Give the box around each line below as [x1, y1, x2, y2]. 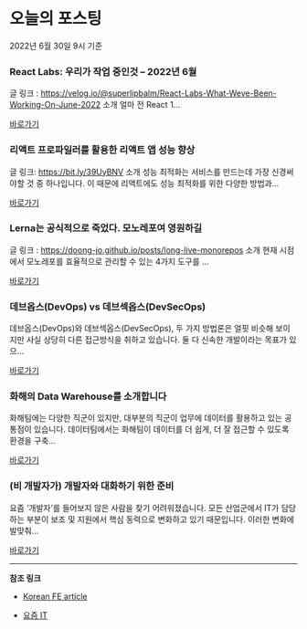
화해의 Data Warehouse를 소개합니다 [9, 390, 167, 403]
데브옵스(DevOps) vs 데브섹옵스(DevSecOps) [9, 300, 206, 313]
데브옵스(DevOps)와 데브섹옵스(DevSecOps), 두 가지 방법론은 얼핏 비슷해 [9, 323, 274, 334]
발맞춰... [9, 525, 39, 536]
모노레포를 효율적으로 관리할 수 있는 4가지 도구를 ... [26, 256, 209, 267]
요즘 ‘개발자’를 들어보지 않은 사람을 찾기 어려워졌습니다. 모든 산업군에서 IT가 [9, 502, 280, 513]
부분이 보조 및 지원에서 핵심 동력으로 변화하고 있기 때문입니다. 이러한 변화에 [26, 513, 295, 525]
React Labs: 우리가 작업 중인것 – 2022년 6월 [9, 65, 197, 78]
